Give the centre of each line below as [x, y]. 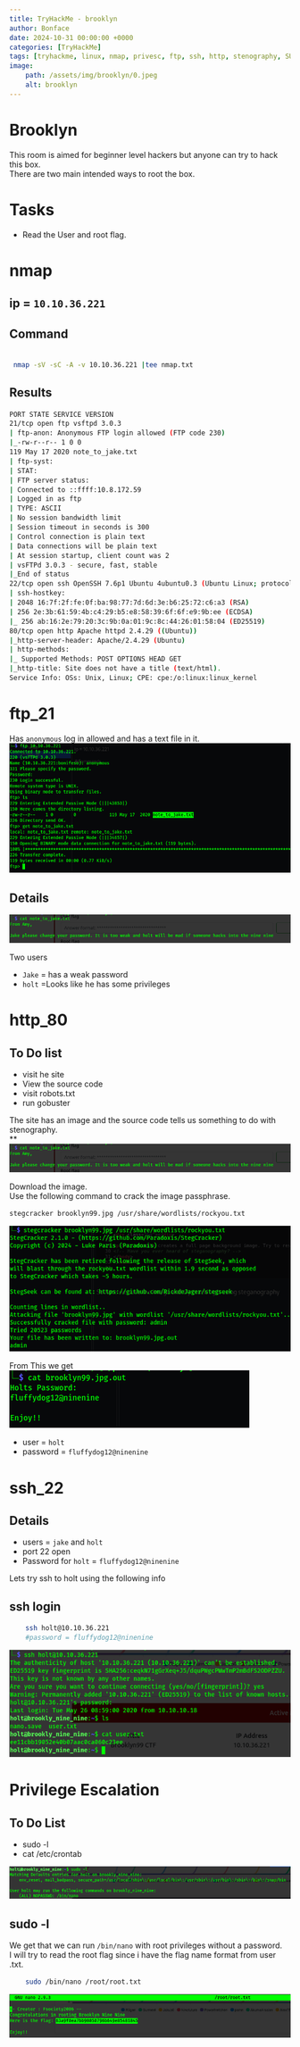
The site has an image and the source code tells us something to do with [143, 1120]
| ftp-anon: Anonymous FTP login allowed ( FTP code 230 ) [117, 433]
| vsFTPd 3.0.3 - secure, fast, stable [83, 565]
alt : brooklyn [51, 85]
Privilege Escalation [84, 1790]
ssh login [35, 1606]
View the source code [62, 1084]
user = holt [43, 1443]
